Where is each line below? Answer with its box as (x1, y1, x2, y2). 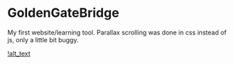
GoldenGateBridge (7, 5, 119, 21)
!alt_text (7, 49, 31, 58)
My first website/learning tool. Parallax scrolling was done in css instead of (7, 28, 227, 37)
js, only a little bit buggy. (7, 35, 79, 44)
